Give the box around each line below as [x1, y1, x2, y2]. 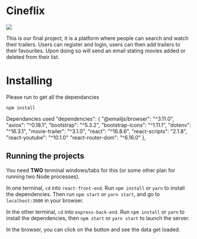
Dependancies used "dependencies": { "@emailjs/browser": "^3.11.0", [6, 115, 175, 122]
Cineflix [6, 4, 45, 18]
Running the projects [6, 151, 85, 161]
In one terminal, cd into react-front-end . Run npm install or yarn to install [6, 184, 185, 191]
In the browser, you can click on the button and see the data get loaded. [6, 225, 181, 233]
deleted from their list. [6, 53, 60, 60]
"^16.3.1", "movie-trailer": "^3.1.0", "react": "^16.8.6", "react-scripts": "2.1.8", [6, 128, 188, 135]
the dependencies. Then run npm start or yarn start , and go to [6, 190, 161, 198]
